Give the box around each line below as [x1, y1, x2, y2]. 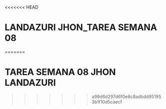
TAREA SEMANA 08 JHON [4, 66, 116, 78]
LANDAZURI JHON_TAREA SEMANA [4, 22, 157, 33]
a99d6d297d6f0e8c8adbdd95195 [91, 93, 161, 99]
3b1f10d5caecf [91, 98, 122, 104]
